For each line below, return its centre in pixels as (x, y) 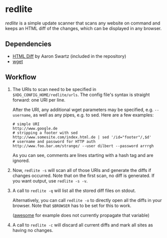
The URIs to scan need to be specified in (54, 89)
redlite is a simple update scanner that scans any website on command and (83, 23)
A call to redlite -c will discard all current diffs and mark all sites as (83, 225)
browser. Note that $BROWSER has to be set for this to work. (72, 205)
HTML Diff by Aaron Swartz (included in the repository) (69, 56)
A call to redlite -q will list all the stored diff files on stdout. (74, 190)
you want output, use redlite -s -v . (50, 180)
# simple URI (26, 124)
